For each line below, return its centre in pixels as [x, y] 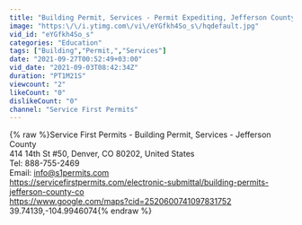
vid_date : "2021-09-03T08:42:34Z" [74, 68]
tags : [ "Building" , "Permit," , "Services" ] [88, 51]
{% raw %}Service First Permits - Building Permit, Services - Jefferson [140, 134]
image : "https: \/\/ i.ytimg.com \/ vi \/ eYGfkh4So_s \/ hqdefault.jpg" [134, 26]
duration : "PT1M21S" [48, 76]
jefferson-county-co [47, 192]
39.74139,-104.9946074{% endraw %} [81, 211]
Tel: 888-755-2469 [44, 163]
